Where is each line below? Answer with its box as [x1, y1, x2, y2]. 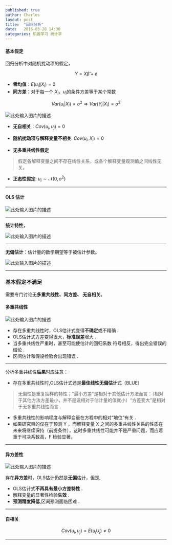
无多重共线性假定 [12, 147, 49, 153]
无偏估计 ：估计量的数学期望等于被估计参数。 [5, 249, 100, 255]
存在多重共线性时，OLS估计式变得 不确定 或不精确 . [12, 328, 119, 333]
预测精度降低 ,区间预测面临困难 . [12, 498, 80, 504]
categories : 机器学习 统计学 [5, 31, 62, 37]
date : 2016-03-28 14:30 [5, 27, 60, 32]
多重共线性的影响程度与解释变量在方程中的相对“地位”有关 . [12, 414, 137, 421]
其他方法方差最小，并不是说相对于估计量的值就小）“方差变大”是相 [22, 397, 161, 403]
